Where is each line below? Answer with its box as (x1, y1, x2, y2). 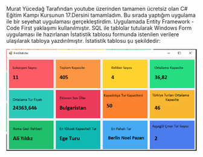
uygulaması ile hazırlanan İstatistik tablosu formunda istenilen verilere (6, 31, 179, 38)
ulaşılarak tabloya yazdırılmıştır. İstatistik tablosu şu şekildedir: (6, 37, 161, 44)
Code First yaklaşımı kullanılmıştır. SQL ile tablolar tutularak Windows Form (6, 24, 192, 31)
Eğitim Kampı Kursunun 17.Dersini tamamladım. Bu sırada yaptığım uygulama (6, 11, 196, 19)
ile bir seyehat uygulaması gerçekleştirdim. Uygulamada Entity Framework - (6, 18, 195, 25)
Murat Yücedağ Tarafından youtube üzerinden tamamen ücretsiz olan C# (6, 5, 188, 12)
